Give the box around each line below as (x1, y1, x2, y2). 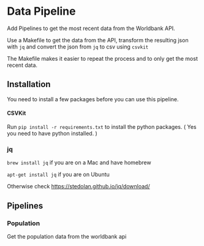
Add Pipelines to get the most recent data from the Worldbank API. (7, 25, 175, 32)
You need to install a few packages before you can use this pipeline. (7, 95, 179, 102)
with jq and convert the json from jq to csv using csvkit (7, 43, 149, 50)
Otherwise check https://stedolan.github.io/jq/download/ (7, 183, 150, 190)
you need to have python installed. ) (7, 129, 97, 137)
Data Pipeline (7, 4, 76, 18)
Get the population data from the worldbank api (7, 233, 127, 240)
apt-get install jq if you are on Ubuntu (7, 171, 110, 179)
